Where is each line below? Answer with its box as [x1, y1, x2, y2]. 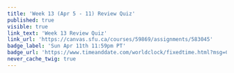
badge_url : [7, 49, 39, 56]
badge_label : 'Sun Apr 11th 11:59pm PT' [7, 42, 127, 49]
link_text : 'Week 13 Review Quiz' [7, 29, 108, 37]
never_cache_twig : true [7, 56, 77, 63]
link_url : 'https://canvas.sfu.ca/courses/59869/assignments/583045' [7, 36, 214, 43]
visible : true [7, 23, 49, 30]
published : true [7, 17, 54, 24]
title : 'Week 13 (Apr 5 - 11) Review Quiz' [7, 10, 136, 17]
